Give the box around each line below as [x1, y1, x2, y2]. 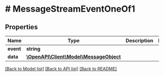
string [26, 45, 41, 52]
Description [125, 38, 154, 44]
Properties [5, 23, 38, 31]
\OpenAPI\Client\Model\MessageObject [26, 54, 121, 60]
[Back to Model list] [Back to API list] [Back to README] [5, 66, 117, 72]
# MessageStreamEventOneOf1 [5, 3, 135, 15]
